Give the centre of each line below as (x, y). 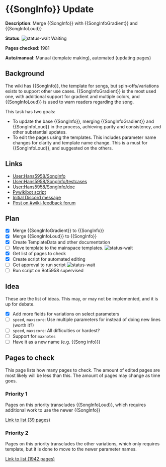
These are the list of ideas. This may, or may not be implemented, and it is (82, 298)
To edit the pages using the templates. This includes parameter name (84, 137)
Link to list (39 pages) (28, 420)
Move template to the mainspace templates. (58, 248)
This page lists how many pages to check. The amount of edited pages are (83, 370)
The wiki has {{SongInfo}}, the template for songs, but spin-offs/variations (82, 86)
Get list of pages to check (39, 253)
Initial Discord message (37, 197)
